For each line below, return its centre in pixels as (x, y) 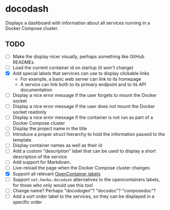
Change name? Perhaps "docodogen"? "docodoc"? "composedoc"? (84, 190)
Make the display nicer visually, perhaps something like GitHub (78, 56)
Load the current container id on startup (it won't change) (73, 67)
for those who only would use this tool (53, 185)
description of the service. (40, 157)
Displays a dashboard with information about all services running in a (78, 23)
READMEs (23, 62)
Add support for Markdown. (42, 162)
